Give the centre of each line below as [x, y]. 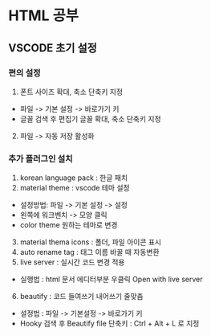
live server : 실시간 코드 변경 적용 [72, 262]
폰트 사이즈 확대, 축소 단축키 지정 [71, 92]
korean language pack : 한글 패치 [74, 178]
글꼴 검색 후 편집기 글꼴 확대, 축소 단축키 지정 [91, 119]
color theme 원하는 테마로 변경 [69, 225]
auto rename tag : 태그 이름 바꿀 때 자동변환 [89, 252]
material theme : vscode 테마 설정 [75, 188]
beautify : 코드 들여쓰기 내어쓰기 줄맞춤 [81, 297]
